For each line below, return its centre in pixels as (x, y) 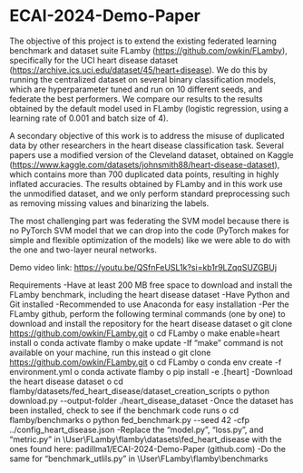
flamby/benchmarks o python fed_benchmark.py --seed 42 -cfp (130, 419)
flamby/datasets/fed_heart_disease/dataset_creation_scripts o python (140, 390)
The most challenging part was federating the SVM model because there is (150, 221)
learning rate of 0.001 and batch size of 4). (89, 118)
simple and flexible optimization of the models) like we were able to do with (150, 240)
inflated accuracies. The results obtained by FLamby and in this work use (146, 183)
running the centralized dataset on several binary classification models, (143, 79)
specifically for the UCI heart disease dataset (94, 60)
